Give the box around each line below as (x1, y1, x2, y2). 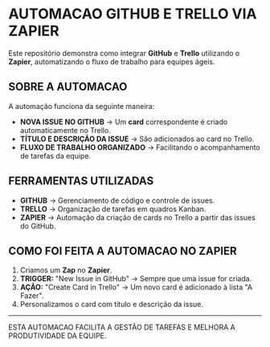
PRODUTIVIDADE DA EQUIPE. (8, 331, 107, 341)
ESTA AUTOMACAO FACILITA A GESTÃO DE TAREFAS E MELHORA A (8, 322, 235, 333)
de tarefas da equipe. (19, 151, 91, 160)
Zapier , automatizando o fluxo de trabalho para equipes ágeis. (8, 57, 215, 67)
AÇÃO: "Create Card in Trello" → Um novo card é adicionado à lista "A (19, 282, 253, 293)
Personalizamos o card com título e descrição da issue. (19, 300, 203, 309)
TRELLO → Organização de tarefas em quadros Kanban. (19, 204, 207, 213)
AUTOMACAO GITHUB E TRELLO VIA (8, 5, 257, 23)
